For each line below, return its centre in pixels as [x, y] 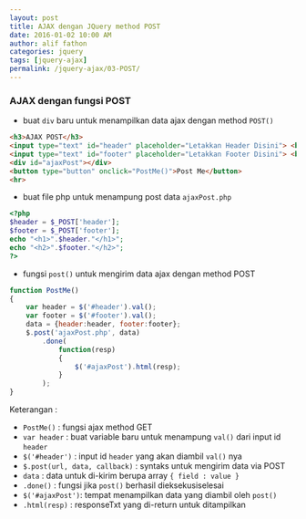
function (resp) [87, 349]
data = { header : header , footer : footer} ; [103, 325]
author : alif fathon [49, 43]
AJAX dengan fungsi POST [71, 100]
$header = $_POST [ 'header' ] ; [65, 223]
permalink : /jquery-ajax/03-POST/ [75, 69]
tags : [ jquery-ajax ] [49, 60]
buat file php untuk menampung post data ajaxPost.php [127, 197]
